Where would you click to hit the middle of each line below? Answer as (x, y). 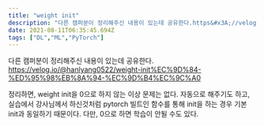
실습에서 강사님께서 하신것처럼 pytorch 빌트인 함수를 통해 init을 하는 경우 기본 (128, 104)
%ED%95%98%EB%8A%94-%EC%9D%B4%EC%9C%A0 (105, 78)
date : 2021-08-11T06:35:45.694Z (61, 30)
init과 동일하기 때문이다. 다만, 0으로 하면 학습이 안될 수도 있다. (104, 114)
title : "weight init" (44, 15)
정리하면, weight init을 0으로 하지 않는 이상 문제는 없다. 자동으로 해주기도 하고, (129, 94)
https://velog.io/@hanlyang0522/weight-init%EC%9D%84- (105, 70)
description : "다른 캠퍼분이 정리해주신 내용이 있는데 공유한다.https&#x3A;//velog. (134, 23)
